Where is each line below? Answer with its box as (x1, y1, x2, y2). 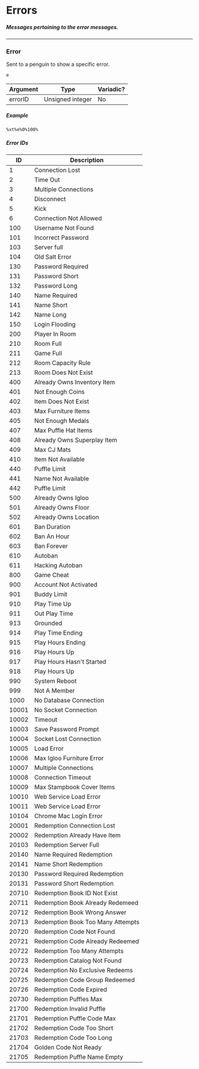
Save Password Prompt (34, 725, 99, 733)
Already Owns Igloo (34, 494, 89, 502)
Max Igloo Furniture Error (34, 754, 104, 762)
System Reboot (34, 677, 77, 685)
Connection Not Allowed (34, 214, 102, 222)
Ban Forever (34, 542, 68, 551)
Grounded (34, 619, 62, 628)
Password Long (34, 282, 78, 290)
